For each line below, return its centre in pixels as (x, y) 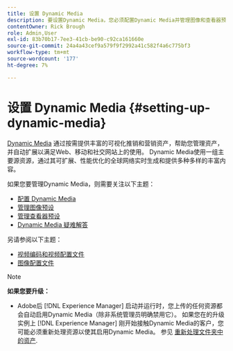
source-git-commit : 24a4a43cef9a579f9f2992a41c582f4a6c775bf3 (99, 46)
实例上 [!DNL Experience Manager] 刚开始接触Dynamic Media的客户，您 (120, 323)
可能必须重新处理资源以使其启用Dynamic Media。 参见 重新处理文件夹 (117, 332)
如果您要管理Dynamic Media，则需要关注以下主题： (81, 184)
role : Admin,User (32, 33)
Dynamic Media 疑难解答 (53, 224)
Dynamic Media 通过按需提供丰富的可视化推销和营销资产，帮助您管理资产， (115, 143)
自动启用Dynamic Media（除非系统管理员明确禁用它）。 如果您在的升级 (124, 314)
